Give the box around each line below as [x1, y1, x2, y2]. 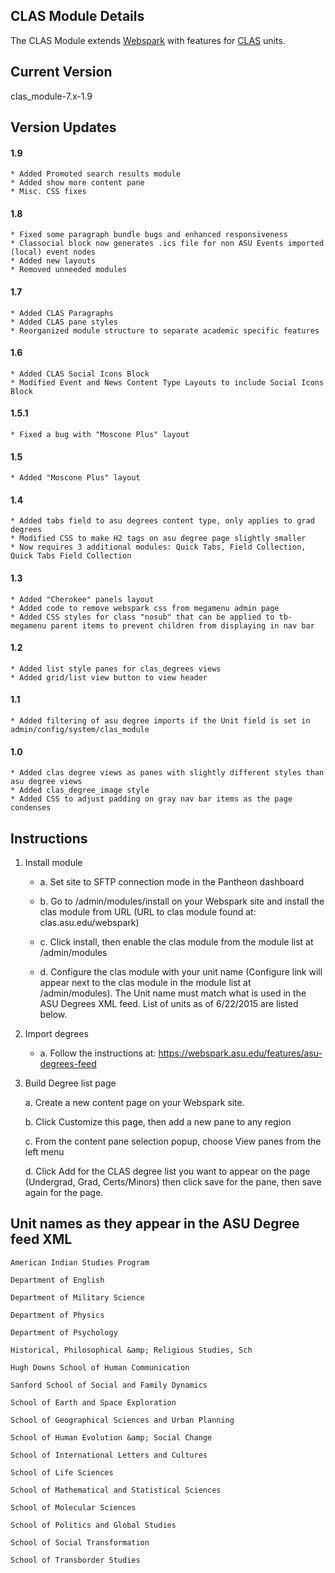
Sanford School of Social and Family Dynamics [10, 1380, 208, 1390]
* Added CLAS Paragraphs [10, 308, 114, 318]
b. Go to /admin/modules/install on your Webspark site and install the [39, 895, 325, 908]
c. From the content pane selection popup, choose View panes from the [24, 1135, 322, 1148]
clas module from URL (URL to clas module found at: [39, 906, 257, 918]
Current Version [10, 64, 113, 81]
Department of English [10, 1275, 105, 1285]
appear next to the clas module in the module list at [39, 977, 252, 989]
